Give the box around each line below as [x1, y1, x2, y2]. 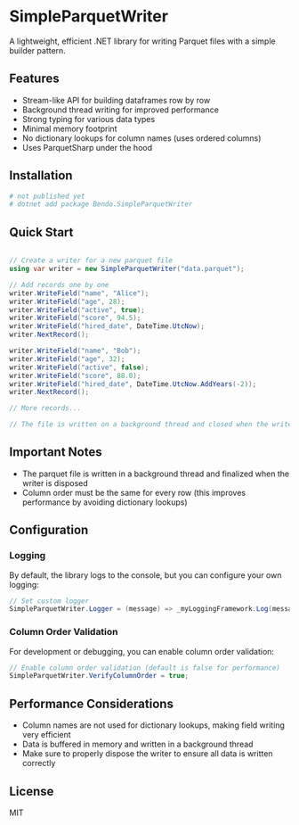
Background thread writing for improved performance [21, 104, 220, 115]
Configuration [9, 523, 89, 538]
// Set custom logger [9, 596, 90, 606]
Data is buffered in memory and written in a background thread [21, 738, 254, 750]
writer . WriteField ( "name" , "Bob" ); [9, 346, 141, 355]
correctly [21, 758, 56, 769]
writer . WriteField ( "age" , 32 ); [9, 354, 125, 363]
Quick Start [9, 225, 74, 240]
